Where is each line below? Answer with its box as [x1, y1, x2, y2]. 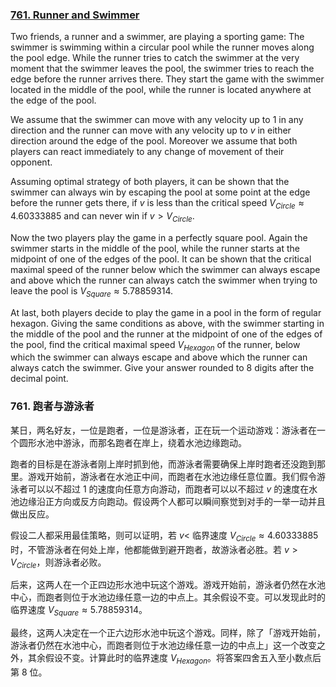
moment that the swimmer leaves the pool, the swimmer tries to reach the [10, 63, 315, 75]
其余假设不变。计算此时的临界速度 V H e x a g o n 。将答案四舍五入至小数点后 [27, 652, 322, 666]
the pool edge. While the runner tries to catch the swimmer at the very [10, 52, 300, 64]
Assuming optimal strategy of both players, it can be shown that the [10, 176, 290, 188]
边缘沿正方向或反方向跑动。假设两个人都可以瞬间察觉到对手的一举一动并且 [18, 495, 326, 507]
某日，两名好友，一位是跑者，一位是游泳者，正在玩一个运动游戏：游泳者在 [10, 424, 317, 436]
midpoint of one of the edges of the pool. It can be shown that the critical [10, 253, 312, 265]
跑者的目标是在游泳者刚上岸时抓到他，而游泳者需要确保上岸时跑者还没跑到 [10, 458, 317, 470]
